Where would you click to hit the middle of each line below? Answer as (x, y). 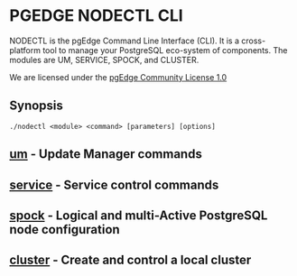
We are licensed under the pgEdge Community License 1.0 (118, 77)
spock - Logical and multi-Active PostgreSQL (139, 215)
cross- (253, 41)
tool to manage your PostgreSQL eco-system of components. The (165, 50)
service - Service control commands (114, 184)
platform (25, 50)
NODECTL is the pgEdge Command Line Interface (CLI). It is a (125, 41)
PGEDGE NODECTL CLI (96, 16)
